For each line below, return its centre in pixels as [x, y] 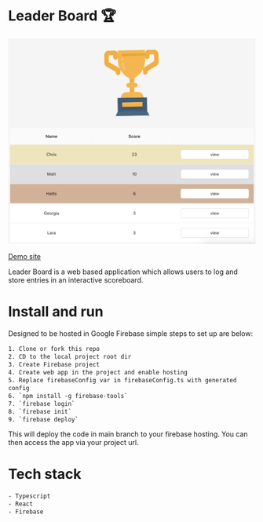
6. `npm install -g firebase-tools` [68, 396]
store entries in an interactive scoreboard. [76, 279]
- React [21, 504]
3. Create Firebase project [54, 364]
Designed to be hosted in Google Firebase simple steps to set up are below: [131, 333]
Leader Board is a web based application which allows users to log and [123, 272]
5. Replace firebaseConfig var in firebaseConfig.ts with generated [122, 380]
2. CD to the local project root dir [70, 356]
